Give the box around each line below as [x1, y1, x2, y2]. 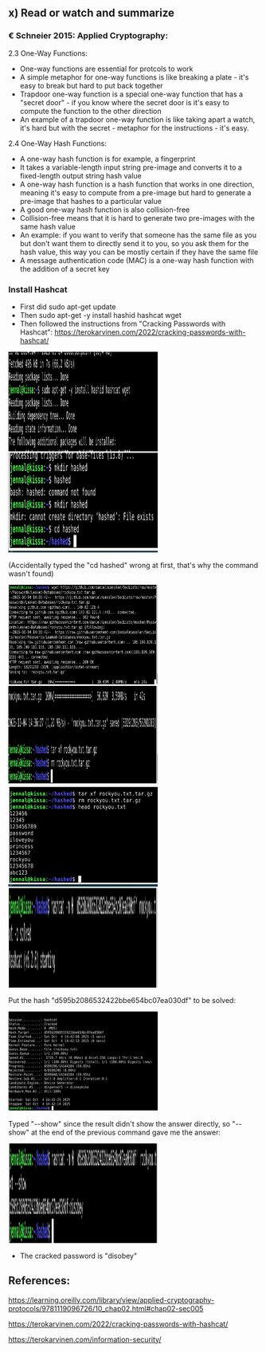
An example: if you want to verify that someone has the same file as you [19, 230, 257, 240]
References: [8, 1274, 70, 1287]
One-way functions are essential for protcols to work [19, 64, 194, 73]
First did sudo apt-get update [19, 302, 117, 312]
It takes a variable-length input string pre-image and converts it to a [19, 163, 243, 172]
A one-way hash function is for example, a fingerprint [19, 154, 196, 163]
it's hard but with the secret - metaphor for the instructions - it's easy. [19, 123, 249, 132]
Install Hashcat [8, 284, 68, 295]
